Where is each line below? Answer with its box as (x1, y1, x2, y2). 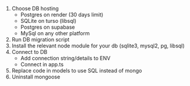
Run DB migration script (11, 36, 69, 43)
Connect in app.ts (20, 61, 64, 68)
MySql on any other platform (20, 30, 90, 37)
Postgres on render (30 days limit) (20, 11, 104, 18)
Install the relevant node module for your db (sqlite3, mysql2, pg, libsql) (11, 42, 185, 49)
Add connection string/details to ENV (20, 55, 111, 61)
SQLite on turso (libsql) (20, 18, 76, 24)
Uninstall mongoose (11, 73, 61, 80)
